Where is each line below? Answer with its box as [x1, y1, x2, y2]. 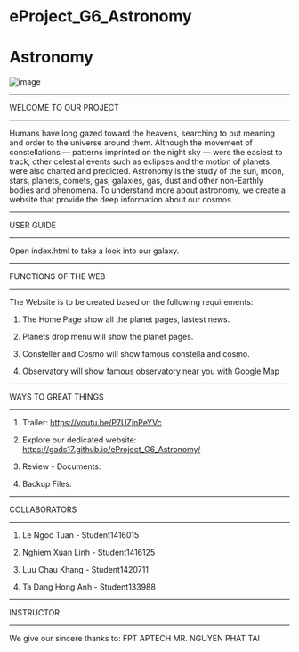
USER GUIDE [9, 220, 56, 231]
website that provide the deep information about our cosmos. [9, 194, 234, 205]
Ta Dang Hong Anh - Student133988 [21, 582, 156, 592]
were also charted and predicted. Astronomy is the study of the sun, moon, [9, 166, 285, 177]
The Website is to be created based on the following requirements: [9, 297, 254, 308]
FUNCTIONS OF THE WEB [9, 271, 106, 282]
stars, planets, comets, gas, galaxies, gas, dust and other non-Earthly [9, 176, 264, 186]
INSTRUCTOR [9, 607, 61, 618]
